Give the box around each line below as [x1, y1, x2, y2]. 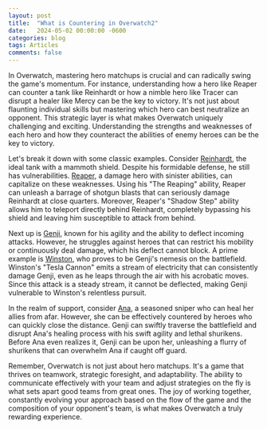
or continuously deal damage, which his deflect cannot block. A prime [8, 246, 238, 255]
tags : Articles [8, 41, 59, 49]
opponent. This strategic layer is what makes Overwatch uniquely [8, 113, 223, 122]
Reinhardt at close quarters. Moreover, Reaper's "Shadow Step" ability [8, 196, 239, 206]
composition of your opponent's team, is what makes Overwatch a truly [8, 403, 243, 413]
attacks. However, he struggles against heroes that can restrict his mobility [8, 237, 253, 246]
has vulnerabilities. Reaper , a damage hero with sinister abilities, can [8, 171, 233, 180]
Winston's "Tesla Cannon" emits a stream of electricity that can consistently [8, 262, 258, 272]
